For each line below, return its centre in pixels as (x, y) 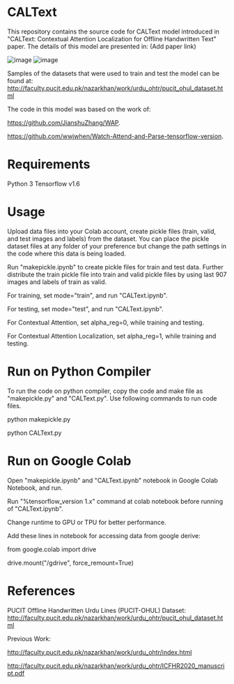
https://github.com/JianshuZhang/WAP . (64, 122)
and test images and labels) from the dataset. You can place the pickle (108, 239)
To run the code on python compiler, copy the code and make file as (105, 391)
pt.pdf (16, 673)
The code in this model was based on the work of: (79, 109)
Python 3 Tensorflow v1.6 (44, 184)
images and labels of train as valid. (57, 282)
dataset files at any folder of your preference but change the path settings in (117, 246)
